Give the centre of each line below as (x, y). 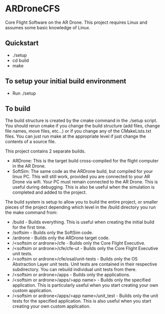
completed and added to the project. (49, 192)
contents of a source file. (30, 142)
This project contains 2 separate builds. (45, 151)
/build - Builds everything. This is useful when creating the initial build (83, 222)
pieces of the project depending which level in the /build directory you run (81, 207)
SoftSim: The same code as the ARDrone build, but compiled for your (82, 171)
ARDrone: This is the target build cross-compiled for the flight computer (85, 161)
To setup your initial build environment (66, 81)
